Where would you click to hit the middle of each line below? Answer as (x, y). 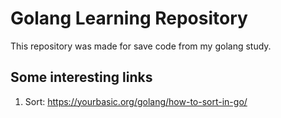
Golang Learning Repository (129, 18)
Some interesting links (81, 77)
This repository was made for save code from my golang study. (141, 46)
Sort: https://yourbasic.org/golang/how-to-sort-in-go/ (136, 101)
